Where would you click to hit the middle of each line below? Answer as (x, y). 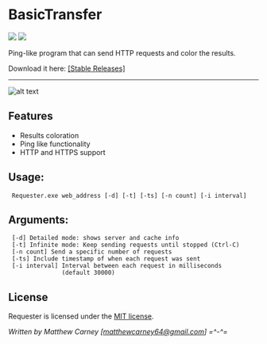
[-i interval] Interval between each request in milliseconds (117, 266)
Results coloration (49, 135)
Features (31, 116)
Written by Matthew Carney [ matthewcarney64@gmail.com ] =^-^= (118, 332)
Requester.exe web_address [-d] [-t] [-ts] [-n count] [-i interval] (129, 195)
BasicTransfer (55, 15)
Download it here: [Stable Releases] (67, 68)
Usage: (27, 178)
